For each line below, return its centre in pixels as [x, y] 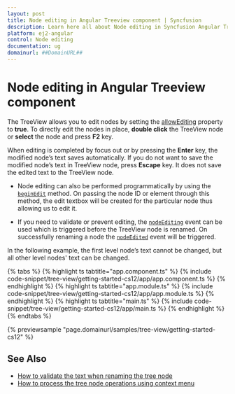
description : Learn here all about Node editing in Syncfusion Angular [114, 27]
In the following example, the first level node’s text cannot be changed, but [115, 250]
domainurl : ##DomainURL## [45, 53]
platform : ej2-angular [40, 33]
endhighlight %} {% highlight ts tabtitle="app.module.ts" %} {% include [110, 286]
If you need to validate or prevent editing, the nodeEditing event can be [120, 222]
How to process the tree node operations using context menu [106, 383]
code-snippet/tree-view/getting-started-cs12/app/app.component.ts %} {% [116, 279]
